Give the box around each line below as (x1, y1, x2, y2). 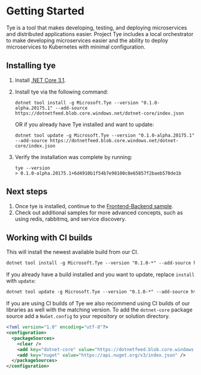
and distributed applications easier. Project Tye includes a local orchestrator (6, 30, 194, 37)
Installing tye (6, 61, 56, 71)
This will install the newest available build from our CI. (6, 248, 139, 256)
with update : (6, 277, 36, 284)
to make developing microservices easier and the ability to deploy (6, 37, 169, 44)
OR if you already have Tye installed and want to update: (14, 121, 154, 128)
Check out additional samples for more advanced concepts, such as (14, 209, 184, 216)
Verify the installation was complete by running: (14, 153, 133, 160)
